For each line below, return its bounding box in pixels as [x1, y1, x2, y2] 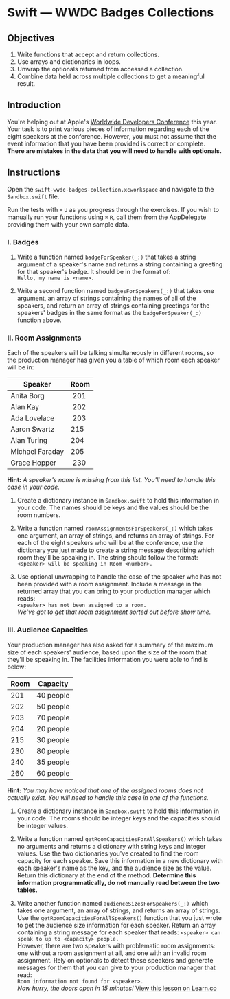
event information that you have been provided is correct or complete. [7, 139, 206, 148]
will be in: [7, 363, 34, 371]
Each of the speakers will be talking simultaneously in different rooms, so [7, 349, 214, 357]
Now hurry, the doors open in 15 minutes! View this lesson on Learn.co [16, 984, 218, 992]
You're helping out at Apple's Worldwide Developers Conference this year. [7, 117, 218, 126]
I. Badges [7, 237, 39, 246]
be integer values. [16, 821, 69, 829]
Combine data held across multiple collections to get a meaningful [16, 72, 205, 80]
